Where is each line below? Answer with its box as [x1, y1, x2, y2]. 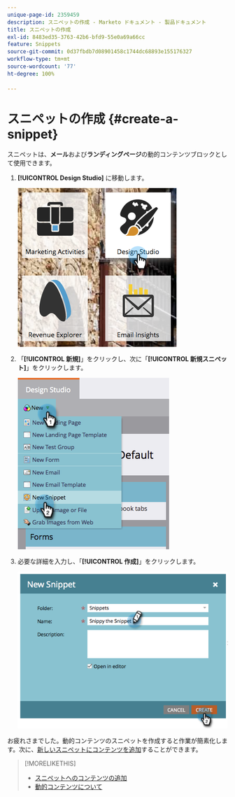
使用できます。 [13, 159, 56, 167]
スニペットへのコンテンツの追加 [34, 774, 127, 782]
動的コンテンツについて [34, 782, 103, 791]
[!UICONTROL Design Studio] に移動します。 [17, 174, 148, 182]
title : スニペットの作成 [7, 26, 71, 33]
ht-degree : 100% [7, 70, 55, 77]
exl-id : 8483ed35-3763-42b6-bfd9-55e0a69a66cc [7, 34, 145, 41]
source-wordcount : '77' [7, 63, 77, 70]
